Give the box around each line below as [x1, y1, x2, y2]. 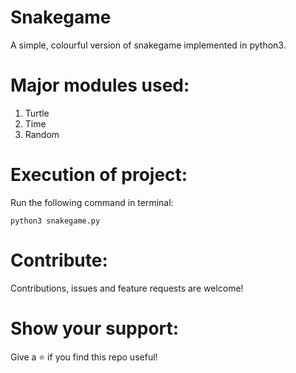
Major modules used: [10, 74, 190, 97]
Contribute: [10, 249, 108, 271]
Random [24, 128, 60, 140]
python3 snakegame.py [10, 216, 101, 226]
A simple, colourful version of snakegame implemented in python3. [10, 39, 287, 51]
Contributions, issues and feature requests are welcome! [10, 282, 244, 294]
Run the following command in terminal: [10, 196, 174, 208]
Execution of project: [10, 164, 188, 186]
